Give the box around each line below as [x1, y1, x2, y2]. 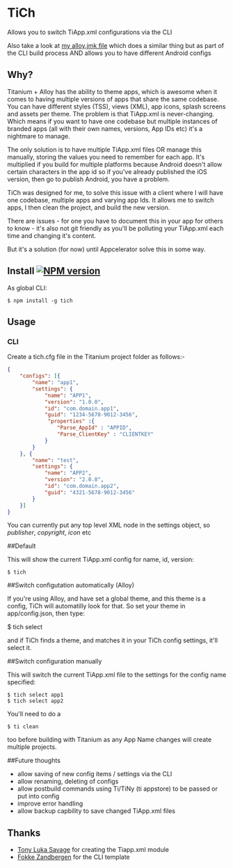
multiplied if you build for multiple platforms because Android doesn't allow [7, 160, 223, 168]
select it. [7, 644, 32, 652]
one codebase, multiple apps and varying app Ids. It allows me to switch [7, 196, 214, 204]
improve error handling [17, 799, 83, 808]
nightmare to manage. [7, 132, 71, 140]
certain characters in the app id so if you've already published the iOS [7, 167, 207, 175]
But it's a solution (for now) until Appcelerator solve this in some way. [7, 245, 206, 253]
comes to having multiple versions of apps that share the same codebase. [7, 95, 219, 103]
